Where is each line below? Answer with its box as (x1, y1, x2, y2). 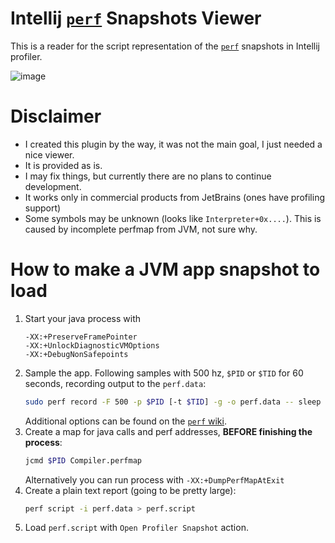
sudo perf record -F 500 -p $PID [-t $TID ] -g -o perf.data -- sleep (24, 397, 322, 407)
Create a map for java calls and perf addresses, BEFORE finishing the (24, 425, 313, 437)
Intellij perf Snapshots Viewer (10, 7, 262, 30)
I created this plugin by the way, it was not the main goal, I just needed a (24, 138, 323, 150)
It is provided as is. (24, 159, 103, 171)
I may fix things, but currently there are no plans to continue (24, 170, 272, 182)
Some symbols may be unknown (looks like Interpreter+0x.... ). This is (24, 212, 322, 224)
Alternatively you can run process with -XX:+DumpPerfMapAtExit (24, 473, 285, 486)
